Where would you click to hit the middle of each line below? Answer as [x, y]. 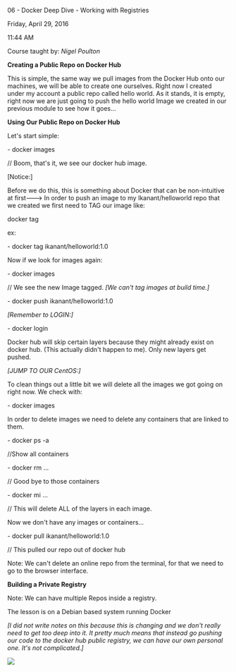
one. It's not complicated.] [45, 648]
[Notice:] [20, 177]
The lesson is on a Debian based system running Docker [89, 612]
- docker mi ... [27, 495]
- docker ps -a [28, 440]
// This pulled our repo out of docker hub [66, 550]
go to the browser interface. [48, 571]
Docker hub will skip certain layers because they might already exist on [111, 342]
